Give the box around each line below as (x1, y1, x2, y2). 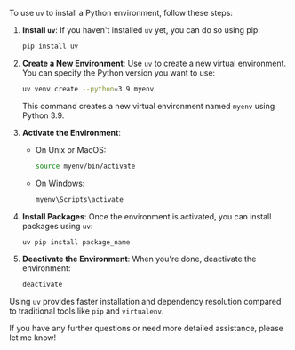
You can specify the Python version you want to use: (21, 67, 216, 78)
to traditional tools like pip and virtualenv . (9, 306, 164, 316)
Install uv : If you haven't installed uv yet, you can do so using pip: (21, 25, 260, 35)
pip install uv (21, 42, 79, 51)
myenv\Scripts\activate (35, 195, 124, 203)
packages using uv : (21, 220, 93, 231)
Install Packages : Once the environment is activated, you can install (21, 211, 272, 221)
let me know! (9, 332, 57, 343)
